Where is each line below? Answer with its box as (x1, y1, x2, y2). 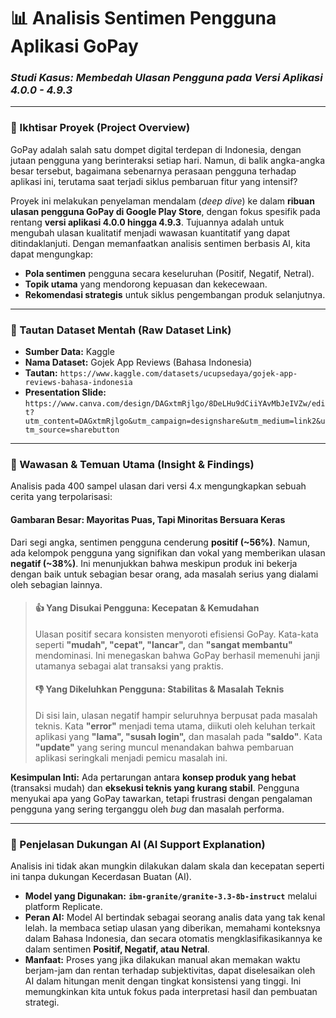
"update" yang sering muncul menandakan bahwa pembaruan (34, 741, 295, 753)
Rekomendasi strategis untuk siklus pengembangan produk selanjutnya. (24, 288, 326, 300)
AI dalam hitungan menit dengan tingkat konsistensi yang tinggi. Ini (24, 975, 302, 987)
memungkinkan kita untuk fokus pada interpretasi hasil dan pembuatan (24, 986, 318, 998)
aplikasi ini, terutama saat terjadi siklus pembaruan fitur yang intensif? (10, 175, 298, 187)
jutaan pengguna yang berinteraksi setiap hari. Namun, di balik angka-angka (10, 154, 326, 166)
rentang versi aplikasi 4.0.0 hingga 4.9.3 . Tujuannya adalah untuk (10, 216, 285, 228)
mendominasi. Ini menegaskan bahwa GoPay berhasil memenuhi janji (34, 649, 320, 661)
